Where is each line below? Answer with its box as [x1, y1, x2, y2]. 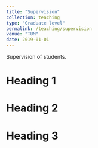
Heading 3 [6, 129, 59, 143]
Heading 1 [6, 74, 57, 87]
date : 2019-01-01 [6, 37, 50, 43]
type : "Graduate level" [6, 20, 66, 26]
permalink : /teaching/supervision [6, 25, 93, 32]
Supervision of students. [6, 53, 67, 60]
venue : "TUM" [6, 31, 39, 37]
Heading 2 [6, 101, 59, 115]
